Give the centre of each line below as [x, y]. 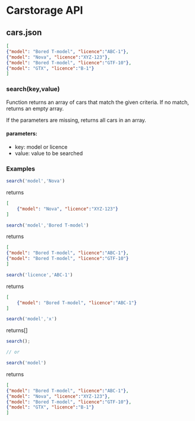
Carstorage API [45, 10]
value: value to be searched [49, 153]
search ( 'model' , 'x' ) [32, 319]
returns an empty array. [35, 109]
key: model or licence [41, 147]
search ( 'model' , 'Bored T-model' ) [48, 225]
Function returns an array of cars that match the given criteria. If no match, [97, 102]
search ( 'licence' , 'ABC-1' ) [40, 275]
